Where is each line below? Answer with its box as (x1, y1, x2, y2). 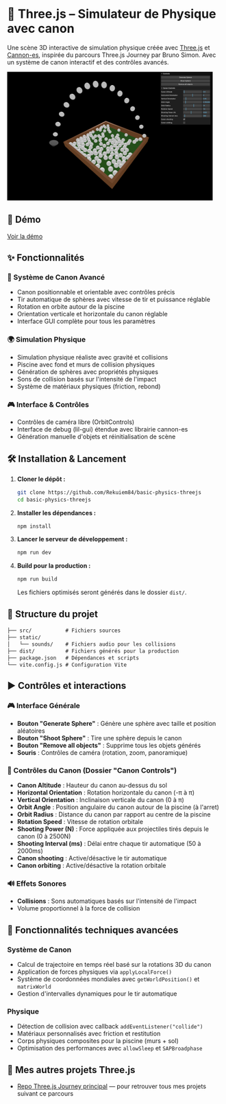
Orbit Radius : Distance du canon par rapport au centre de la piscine (16, 810, 211, 819)
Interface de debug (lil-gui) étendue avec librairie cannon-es (16, 425, 188, 434)
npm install (16, 523, 51, 530)
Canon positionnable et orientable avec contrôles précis (16, 288, 175, 296)
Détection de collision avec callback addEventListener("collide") (16, 1022, 203, 1031)
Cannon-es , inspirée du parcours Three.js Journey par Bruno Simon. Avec (7, 51, 216, 59)
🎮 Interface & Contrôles (7, 399, 89, 409)
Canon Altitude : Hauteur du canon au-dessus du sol (16, 782, 168, 790)
